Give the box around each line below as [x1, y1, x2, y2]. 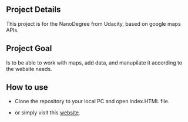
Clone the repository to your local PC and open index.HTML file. [14, 98, 170, 105]
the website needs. [6, 65, 52, 72]
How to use [6, 82, 48, 93]
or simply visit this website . [14, 109, 80, 116]
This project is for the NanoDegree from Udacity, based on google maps [6, 20, 181, 27]
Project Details [6, 5, 61, 15]
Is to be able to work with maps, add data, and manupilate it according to [6, 59, 183, 66]
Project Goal [6, 43, 52, 53]
